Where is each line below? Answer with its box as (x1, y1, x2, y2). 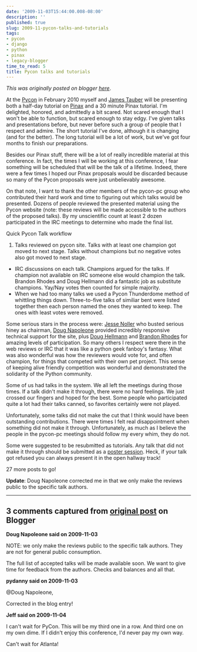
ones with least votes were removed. (14, 309, 104, 316)
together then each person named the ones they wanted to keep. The (14, 303, 183, 310)
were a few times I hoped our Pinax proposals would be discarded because (6, 170, 188, 177)
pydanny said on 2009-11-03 (6, 577, 78, 584)
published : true (6, 19, 46, 25)
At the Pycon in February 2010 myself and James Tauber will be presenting (6, 96, 188, 103)
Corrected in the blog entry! (6, 600, 73, 607)
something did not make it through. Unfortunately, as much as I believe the (6, 424, 186, 432)
